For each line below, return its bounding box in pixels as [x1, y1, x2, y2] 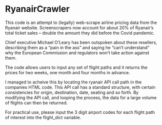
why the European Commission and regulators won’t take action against [5, 50, 150, 56]
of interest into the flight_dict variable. [5, 114, 81, 120]
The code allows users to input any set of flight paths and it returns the [5, 64, 148, 70]
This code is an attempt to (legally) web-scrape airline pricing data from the [5, 20, 157, 25]
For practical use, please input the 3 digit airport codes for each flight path [5, 109, 155, 115]
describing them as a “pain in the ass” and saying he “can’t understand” [5, 44, 150, 50]
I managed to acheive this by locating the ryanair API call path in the [5, 79, 142, 85]
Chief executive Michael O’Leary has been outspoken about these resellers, [5, 39, 158, 45]
